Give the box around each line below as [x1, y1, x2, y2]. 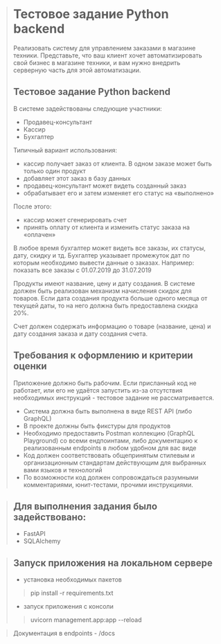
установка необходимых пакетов [23, 575, 122, 584]
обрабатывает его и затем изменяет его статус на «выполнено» [23, 188, 214, 197]
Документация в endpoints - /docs [12, 629, 116, 638]
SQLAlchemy [23, 537, 61, 546]
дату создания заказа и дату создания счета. [12, 329, 148, 338]
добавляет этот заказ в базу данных [23, 174, 131, 182]
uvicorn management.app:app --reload [30, 616, 142, 624]
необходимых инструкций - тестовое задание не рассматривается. [12, 393, 214, 402]
